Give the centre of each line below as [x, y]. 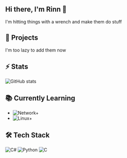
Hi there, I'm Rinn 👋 [36, 9]
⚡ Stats [17, 67]
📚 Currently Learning [40, 98]
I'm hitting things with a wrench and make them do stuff [63, 21]
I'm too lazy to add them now [36, 50]
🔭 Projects [22, 38]
